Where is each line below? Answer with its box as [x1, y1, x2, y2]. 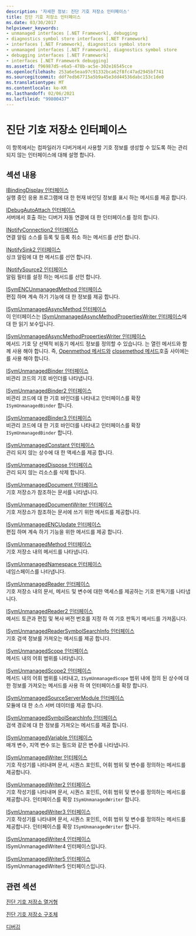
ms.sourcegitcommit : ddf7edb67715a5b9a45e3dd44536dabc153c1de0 [6, 74, 164, 80]
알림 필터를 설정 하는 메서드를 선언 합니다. [6, 273, 102, 280]
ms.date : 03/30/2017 [6, 19, 57, 25]
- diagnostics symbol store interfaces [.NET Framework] [6, 36, 148, 42]
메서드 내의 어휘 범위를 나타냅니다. [6, 655, 85, 662]
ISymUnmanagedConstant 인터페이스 [6, 442, 95, 449]
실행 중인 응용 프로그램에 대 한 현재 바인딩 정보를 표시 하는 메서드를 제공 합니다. [6, 194, 188, 201]
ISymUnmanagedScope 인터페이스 [6, 647, 89, 654]
